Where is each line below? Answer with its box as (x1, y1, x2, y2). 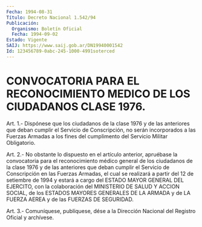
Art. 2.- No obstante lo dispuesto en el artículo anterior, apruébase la (6, 150, 178, 158)
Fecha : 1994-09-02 (11, 31, 59, 37)
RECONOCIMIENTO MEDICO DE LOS (6, 87, 191, 100)
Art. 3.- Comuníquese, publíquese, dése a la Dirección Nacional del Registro (6, 207, 196, 214)
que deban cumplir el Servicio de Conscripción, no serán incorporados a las (6, 126, 196, 133)
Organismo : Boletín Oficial (11, 25, 83, 32)
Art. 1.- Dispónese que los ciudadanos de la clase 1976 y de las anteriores (6, 120, 190, 127)
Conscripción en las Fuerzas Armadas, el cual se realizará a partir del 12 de (6, 170, 194, 177)
